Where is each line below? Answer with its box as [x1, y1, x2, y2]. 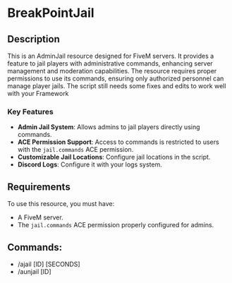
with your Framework [7, 90, 69, 97]
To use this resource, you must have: [7, 200, 115, 208]
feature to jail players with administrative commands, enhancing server [7, 59, 213, 68]
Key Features [7, 107, 54, 116]
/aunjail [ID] [17, 267, 51, 276]
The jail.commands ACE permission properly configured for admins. [17, 221, 214, 229]
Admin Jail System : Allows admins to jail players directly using [17, 123, 200, 131]
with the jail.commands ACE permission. [17, 145, 134, 154]
